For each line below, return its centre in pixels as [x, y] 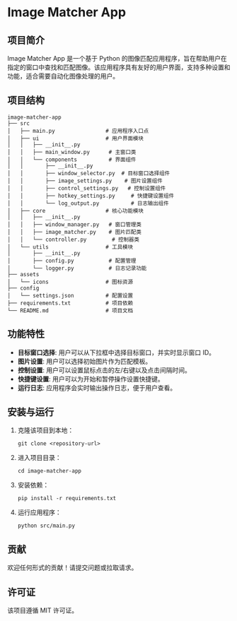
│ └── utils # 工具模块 [70, 247]
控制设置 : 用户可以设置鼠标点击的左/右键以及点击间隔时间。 [104, 370]
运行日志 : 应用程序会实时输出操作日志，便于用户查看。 [97, 388]
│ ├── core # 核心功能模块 [75, 211]
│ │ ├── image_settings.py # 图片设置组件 [85, 181]
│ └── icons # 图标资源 [70, 282]
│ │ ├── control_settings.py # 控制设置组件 [87, 188]
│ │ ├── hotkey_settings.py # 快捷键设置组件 [91, 196]
